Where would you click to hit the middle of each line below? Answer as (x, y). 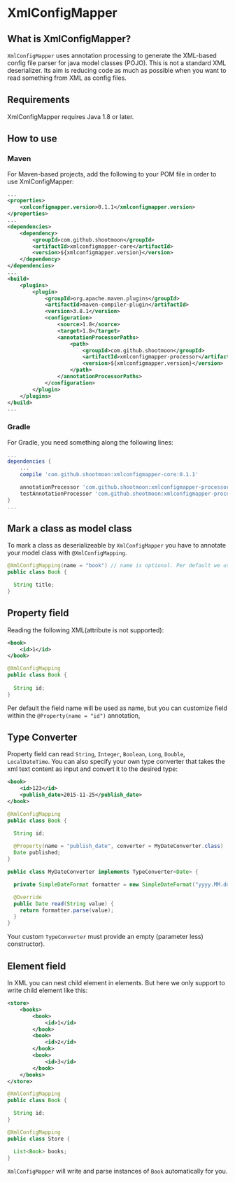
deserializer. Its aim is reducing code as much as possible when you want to (117, 70)
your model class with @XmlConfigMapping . (67, 553)
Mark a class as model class (70, 528)
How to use (32, 139)
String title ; (34, 585)
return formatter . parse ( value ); (67, 910)
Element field (37, 966)
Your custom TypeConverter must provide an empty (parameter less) (106, 937)
